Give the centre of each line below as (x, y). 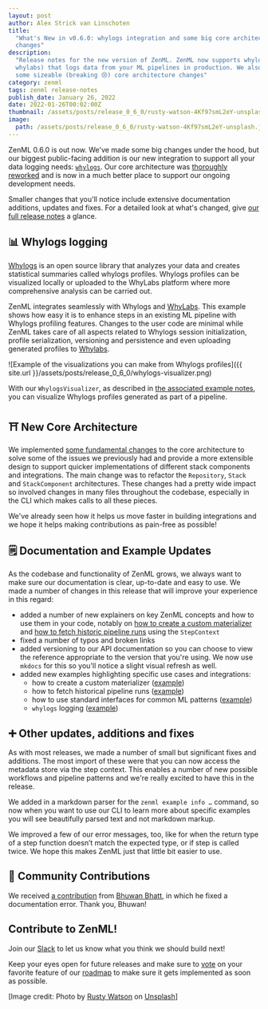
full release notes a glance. (53, 216)
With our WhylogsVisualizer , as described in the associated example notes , (132, 388)
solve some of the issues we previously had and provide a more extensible (131, 458)
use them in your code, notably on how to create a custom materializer (136, 623)
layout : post (30, 16)
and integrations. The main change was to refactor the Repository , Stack (127, 475)
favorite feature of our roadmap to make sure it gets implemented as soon (130, 972)
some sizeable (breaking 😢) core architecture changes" (111, 75)
